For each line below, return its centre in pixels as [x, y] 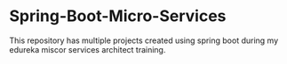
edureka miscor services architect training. [88, 49]
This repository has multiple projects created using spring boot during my [144, 40]
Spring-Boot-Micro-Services [118, 16]
